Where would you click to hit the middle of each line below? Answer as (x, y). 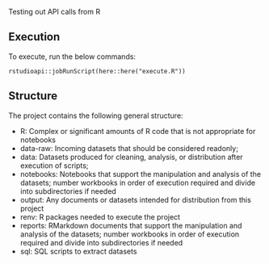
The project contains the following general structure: (96, 115)
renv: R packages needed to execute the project (100, 216)
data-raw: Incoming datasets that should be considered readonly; (129, 148)
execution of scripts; (54, 166)
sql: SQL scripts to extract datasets (78, 251)
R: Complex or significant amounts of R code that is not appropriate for (138, 131)
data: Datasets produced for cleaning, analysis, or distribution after (132, 157)
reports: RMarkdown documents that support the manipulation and (131, 225)
